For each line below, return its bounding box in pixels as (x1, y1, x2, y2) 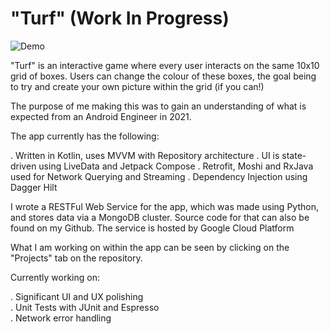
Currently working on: (10, 271, 100, 283)
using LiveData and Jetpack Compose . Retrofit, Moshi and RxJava (38, 160, 314, 172)
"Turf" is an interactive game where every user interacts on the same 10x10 (10, 59, 320, 71)
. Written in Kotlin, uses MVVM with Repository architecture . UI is (10, 149, 280, 161)
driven (10, 160, 37, 172)
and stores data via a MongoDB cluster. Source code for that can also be (10, 211, 310, 223)
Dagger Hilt (10, 181, 58, 193)
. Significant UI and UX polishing (10, 290, 144, 302)
